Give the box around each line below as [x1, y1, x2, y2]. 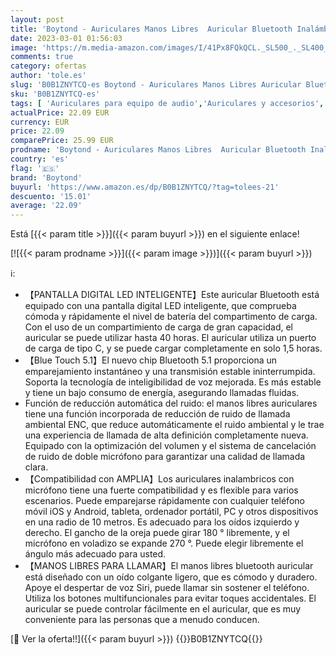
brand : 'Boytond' [10, 172, 83, 183]
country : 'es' [10, 154, 70, 164]
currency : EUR [10, 117, 70, 127]
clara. [24, 461, 49, 473]
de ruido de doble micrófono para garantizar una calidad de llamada [24, 451, 306, 463]
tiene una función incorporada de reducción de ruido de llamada [24, 408, 291, 420]
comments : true [10, 52, 74, 62]
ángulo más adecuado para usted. [24, 548, 167, 560]
